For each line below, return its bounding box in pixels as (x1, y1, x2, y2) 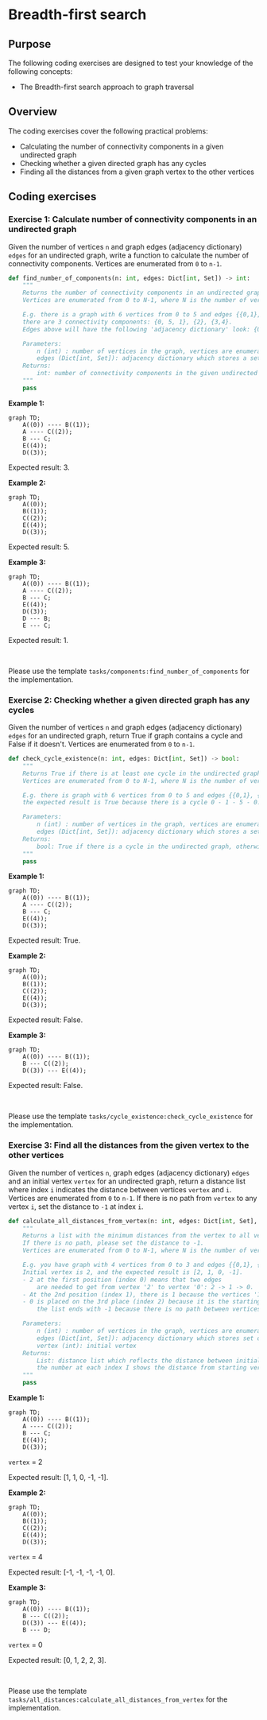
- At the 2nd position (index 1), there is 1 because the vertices (22, 1290, 250, 1299)
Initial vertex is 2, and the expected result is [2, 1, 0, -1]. (22, 1268, 244, 1276)
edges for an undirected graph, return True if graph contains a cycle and (8, 731, 243, 741)
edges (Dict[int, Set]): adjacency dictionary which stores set (37, 1334, 254, 1342)
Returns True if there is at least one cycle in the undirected (22, 769, 240, 777)
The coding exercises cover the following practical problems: (8, 126, 208, 136)
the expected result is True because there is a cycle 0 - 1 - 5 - (22, 799, 250, 807)
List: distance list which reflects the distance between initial (37, 1357, 261, 1365)
